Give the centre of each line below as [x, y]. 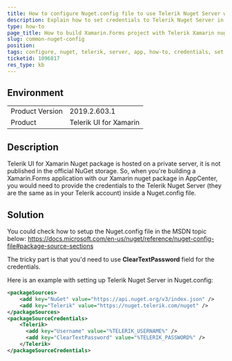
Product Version [37, 111]
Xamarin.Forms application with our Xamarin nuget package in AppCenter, [113, 178]
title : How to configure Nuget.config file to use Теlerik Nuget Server [114, 13]
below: [17, 239]
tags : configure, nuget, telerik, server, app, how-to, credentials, [109, 52]
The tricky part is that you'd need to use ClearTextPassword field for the [111, 260]
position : [21, 46]
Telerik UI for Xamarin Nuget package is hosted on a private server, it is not [114, 164]
